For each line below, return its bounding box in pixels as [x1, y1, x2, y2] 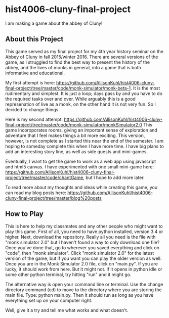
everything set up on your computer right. [5, 297, 93, 303]
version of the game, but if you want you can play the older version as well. [5, 255, 162, 261]
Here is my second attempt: [5, 116, 63, 122]
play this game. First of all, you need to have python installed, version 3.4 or [5, 229, 163, 235]
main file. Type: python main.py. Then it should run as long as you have [5, 292, 154, 298]
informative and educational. [5, 70, 65, 76]
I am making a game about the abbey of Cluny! [5, 20, 103, 26]
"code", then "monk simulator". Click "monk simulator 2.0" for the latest [5, 250, 154, 256]
